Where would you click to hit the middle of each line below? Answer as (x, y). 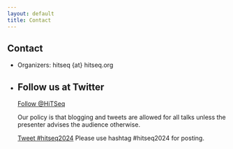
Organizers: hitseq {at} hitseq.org (65, 65)
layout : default (31, 14)
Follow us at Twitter (61, 87)
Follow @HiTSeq (41, 104)
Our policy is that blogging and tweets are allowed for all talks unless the (122, 117)
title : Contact (29, 20)
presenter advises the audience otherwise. (79, 125)
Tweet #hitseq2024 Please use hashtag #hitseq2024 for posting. (111, 138)
